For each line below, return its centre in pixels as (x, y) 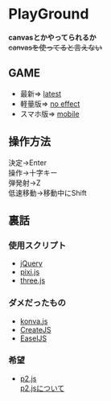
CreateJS (35, 329)
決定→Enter (27, 163)
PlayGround (49, 14)
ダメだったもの (37, 303)
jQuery (31, 263)
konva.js (34, 321)
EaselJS (33, 338)
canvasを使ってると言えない (55, 47)
